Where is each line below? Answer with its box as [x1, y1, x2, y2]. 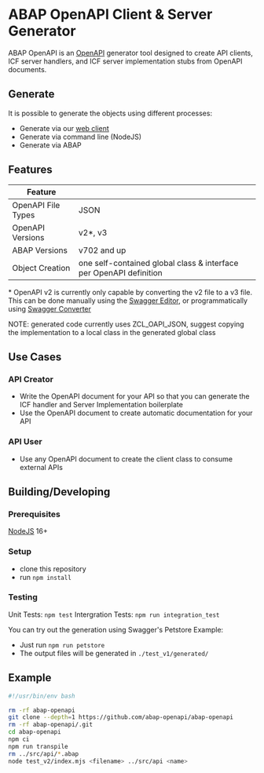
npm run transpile [8, 742, 68, 750]
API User [8, 436, 42, 447]
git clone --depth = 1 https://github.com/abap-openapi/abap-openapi [8, 713, 234, 721]
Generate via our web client [19, 123, 110, 133]
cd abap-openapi [8, 728, 61, 736]
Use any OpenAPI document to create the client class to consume [19, 454, 233, 464]
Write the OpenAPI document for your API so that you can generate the [19, 392, 250, 401]
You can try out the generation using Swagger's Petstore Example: [8, 625, 224, 634]
